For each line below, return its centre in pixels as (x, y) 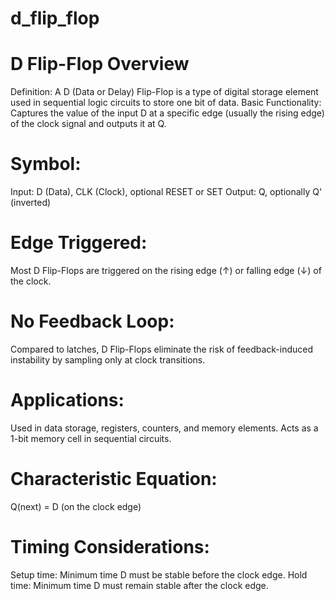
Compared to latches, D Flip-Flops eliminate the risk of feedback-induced (162, 349)
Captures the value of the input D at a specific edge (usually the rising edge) (167, 113)
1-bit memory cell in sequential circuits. (91, 438)
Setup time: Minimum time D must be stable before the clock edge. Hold (159, 574)
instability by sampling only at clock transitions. (108, 359)
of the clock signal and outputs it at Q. (88, 124)
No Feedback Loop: (92, 321)
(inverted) (31, 203)
